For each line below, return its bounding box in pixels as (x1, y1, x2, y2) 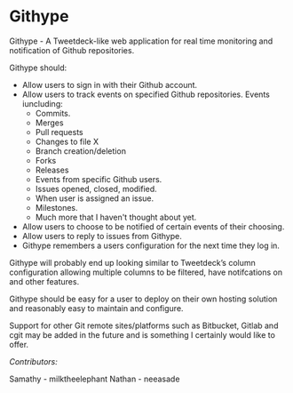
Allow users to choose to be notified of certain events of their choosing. (21, 221, 285, 232)
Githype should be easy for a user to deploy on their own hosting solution (9, 293, 278, 304)
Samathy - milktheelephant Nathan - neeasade (9, 373, 180, 384)
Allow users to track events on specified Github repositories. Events (21, 89, 271, 100)
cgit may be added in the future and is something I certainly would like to (9, 329, 275, 340)
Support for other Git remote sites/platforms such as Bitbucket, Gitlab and (9, 320, 279, 331)
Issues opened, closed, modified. (35, 183, 157, 194)
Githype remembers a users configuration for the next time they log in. (21, 240, 280, 251)
